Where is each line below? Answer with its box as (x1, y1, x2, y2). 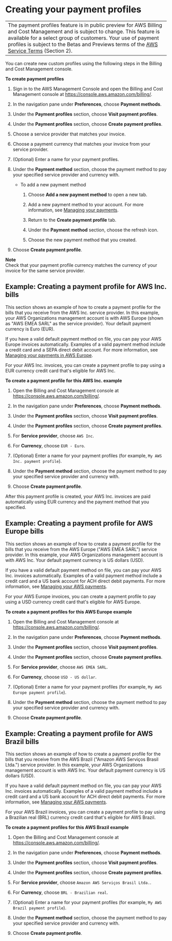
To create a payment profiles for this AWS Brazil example (5, 825, 129, 831)
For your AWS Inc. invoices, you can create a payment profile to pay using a (5, 362, 165, 368)
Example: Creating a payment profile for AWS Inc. (5, 282, 167, 291)
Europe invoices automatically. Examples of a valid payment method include (5, 341, 165, 347)
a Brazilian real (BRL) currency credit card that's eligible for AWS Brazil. (5, 814, 156, 820)
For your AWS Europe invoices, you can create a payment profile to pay (5, 593, 156, 599)
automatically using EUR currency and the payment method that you (5, 499, 149, 505)
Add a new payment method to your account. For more (28, 201, 144, 207)
